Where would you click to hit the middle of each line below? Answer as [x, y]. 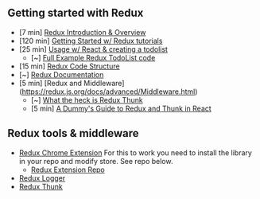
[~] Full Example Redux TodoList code [93, 57]
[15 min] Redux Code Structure [69, 66]
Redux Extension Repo [68, 170]
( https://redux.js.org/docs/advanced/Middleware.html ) [108, 92]
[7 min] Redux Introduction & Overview [82, 32]
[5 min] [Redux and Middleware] [72, 83]
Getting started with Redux [76, 13]
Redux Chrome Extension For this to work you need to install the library [135, 152]
